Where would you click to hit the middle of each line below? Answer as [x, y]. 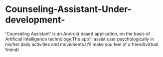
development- [35, 20]
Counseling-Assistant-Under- [69, 9]
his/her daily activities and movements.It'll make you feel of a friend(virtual [82, 44]
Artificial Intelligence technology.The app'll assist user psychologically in [80, 39]
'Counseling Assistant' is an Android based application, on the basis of [78, 33]
